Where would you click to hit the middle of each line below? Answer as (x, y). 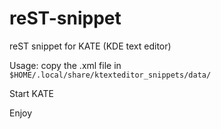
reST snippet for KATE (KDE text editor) (90, 46)
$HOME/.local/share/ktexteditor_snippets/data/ (110, 75)
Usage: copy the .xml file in (65, 65)
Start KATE (31, 93)
